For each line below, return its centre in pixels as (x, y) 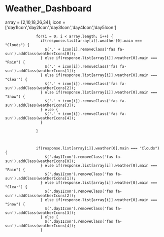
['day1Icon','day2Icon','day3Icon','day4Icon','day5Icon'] (61, 27)
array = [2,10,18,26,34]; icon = (35, 22)
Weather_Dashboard (49, 9)
